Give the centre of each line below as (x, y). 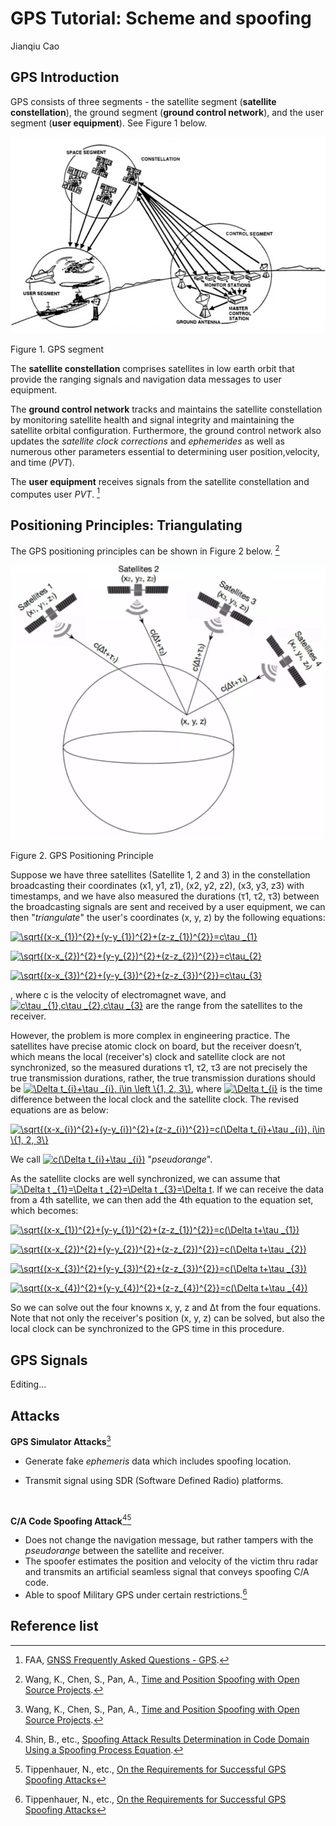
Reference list (54, 1626)
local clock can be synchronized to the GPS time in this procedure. (147, 1329)
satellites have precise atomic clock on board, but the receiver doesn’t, (156, 1046)
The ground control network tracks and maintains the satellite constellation (166, 409)
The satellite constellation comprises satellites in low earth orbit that (152, 368)
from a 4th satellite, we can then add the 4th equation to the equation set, (162, 1200)
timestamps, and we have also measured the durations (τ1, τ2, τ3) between (165, 896)
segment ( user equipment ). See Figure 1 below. (109, 123)
